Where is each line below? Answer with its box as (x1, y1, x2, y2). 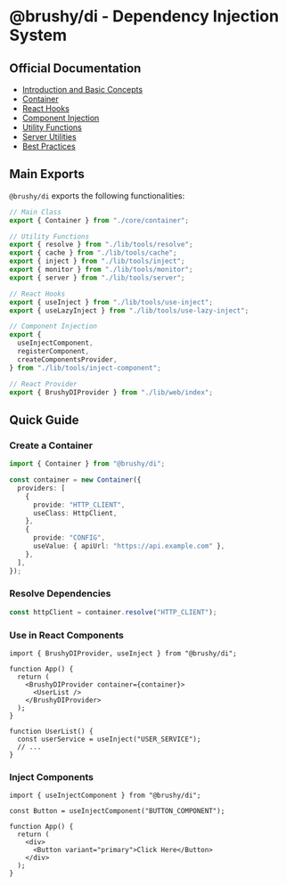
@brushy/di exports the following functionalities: (9, 190, 185, 201)
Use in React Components (9, 629, 125, 641)
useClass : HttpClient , (32, 508, 118, 517)
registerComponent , (17, 347, 90, 356)
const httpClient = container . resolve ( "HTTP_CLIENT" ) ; (9, 607, 217, 616)
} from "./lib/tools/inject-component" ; (9, 363, 162, 372)
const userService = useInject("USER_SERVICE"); (17, 735, 201, 744)
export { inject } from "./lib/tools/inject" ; (9, 256, 185, 266)
